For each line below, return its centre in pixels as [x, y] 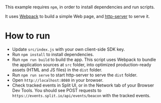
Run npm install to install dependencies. [53, 54]
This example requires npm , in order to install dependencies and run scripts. [80, 7]
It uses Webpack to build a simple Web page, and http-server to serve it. [78, 16]
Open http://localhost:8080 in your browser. [57, 80]
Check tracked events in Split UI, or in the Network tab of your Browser [83, 85]
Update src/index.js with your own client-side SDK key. [68, 49]
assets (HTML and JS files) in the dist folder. [57, 70]
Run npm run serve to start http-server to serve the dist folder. [75, 75]
